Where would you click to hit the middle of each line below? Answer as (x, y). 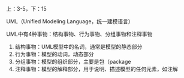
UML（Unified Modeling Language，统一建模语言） (70, 21)
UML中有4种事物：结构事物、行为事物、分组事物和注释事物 (79, 34)
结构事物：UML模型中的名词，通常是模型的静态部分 (79, 47)
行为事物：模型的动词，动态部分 (54, 54)
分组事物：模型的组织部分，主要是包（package (73, 62)
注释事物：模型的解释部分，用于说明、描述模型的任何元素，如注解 (96, 69)
